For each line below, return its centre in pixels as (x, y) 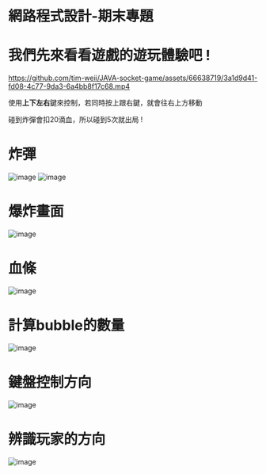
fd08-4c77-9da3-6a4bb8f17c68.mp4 (69, 86)
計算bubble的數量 (66, 325)
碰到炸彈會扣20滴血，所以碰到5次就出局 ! (76, 120)
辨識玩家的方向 (57, 439)
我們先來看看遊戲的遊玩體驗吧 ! (110, 55)
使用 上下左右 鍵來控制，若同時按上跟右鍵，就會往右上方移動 (105, 103)
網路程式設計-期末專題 (81, 16)
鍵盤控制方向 (50, 382)
